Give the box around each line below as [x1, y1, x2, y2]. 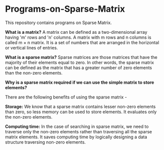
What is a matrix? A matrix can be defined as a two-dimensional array [5, 29, 147, 35]
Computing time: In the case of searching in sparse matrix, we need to [5, 124, 149, 129]
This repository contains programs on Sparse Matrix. [5, 20, 112, 25]
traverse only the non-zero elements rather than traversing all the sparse [5, 128, 152, 134]
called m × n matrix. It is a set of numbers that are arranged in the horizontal [5, 39, 160, 45]
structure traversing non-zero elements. [5, 139, 86, 145]
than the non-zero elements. [5, 70, 63, 75]
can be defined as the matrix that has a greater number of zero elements [5, 65, 152, 71]
